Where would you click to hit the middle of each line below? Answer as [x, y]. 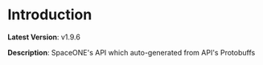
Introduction [50, 15]
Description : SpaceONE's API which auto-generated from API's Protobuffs [131, 52]
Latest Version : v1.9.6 [44, 37]
